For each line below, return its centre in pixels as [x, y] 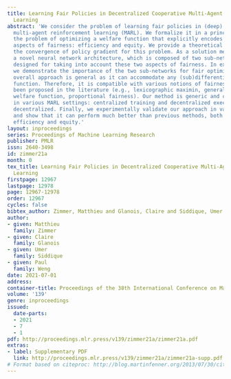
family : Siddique [38, 256]
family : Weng [32, 268]
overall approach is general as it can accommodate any [95, 77]
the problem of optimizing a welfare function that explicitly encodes [118, 39]
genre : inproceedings [38, 301]
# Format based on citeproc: [49, 365]
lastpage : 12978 [30, 186]
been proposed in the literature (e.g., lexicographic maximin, [107, 90]
